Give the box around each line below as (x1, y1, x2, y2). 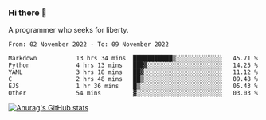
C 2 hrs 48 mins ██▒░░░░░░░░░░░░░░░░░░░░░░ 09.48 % (8, 75, 259, 83)
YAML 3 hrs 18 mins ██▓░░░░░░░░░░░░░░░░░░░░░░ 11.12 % (8, 68, 259, 76)
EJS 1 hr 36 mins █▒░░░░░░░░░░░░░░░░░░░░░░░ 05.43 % (8, 83, 259, 91)
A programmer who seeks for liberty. (8, 25, 129, 35)
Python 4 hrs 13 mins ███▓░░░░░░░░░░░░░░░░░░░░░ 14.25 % (8, 61, 259, 70)
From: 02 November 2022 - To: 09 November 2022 (8, 41, 170, 48)
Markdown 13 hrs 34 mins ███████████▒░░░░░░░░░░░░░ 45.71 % (8, 55, 259, 63)
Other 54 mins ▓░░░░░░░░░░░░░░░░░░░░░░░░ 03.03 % (8, 89, 259, 98)
